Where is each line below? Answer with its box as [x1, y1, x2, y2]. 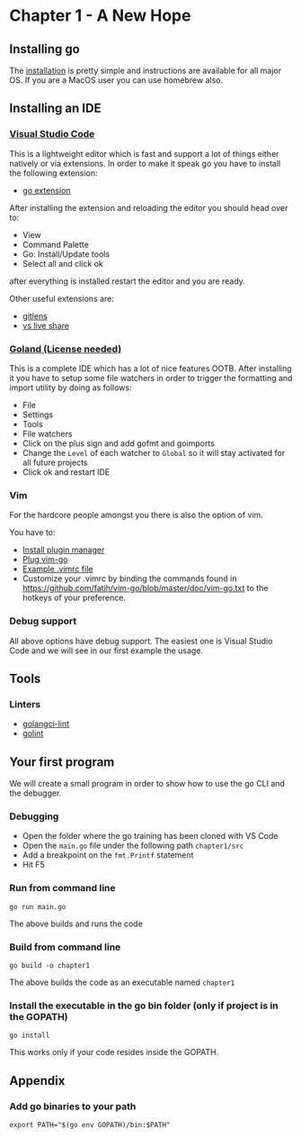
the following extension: [9, 168, 98, 178]
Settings [22, 409, 54, 420]
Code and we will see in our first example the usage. [9, 645, 204, 656]
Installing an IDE [9, 101, 102, 116]
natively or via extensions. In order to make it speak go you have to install [9, 158, 281, 168]
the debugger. [9, 787, 62, 798]
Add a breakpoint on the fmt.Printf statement [22, 850, 194, 860]
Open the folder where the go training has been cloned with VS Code [22, 831, 279, 842]
